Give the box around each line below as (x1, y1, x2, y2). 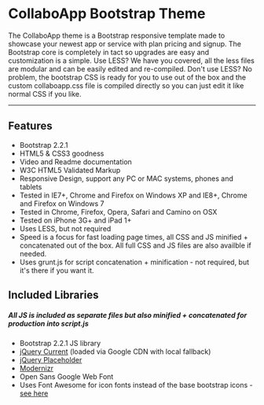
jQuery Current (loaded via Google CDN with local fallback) (19, 347, 211, 356)
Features (8, 120, 53, 133)
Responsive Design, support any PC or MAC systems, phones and (19, 174, 233, 183)
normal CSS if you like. (8, 89, 82, 98)
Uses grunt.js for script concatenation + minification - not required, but (19, 257, 250, 267)
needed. (19, 249, 47, 258)
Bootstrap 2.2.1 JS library (19, 339, 101, 348)
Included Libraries (8, 289, 99, 302)
